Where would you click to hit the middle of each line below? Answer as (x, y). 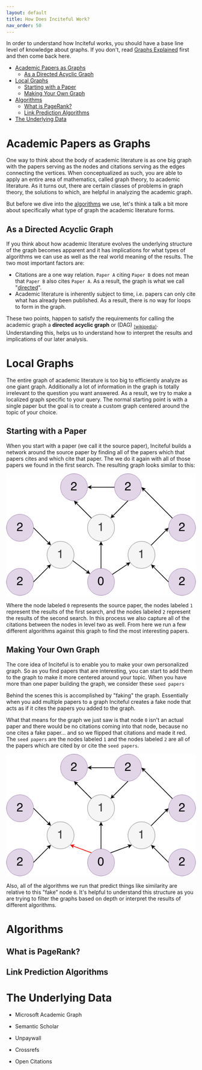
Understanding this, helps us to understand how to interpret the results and (99, 332)
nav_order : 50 (24, 25)
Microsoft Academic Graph (48, 1015)
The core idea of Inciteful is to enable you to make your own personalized (97, 664)
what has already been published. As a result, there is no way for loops (103, 300)
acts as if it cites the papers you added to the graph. (71, 708)
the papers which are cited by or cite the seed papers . (73, 746)
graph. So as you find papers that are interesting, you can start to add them (99, 671)
